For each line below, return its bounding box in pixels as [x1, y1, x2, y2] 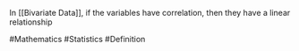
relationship [9, 17, 53, 27]
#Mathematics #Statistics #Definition [9, 34, 146, 44]
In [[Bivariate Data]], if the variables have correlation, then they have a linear [9, 8, 291, 18]
